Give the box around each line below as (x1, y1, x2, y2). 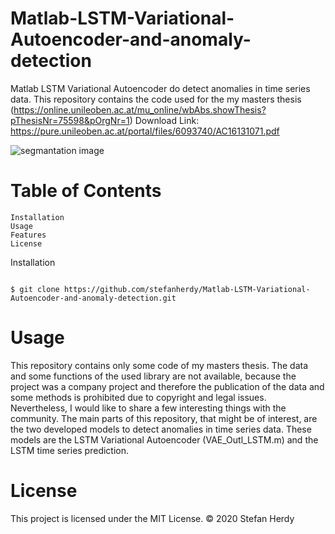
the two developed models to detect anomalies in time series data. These (10, 423, 312, 435)
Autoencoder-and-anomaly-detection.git (10, 293, 177, 303)
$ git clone (10, 284, 60, 294)
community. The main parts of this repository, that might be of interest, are (10, 412, 318, 424)
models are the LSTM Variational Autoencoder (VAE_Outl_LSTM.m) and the (10, 433, 319, 446)
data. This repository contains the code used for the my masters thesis (10, 93, 302, 105)
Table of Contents (10, 180, 162, 202)
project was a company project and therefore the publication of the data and (10, 380, 325, 392)
